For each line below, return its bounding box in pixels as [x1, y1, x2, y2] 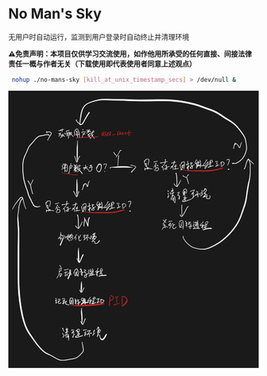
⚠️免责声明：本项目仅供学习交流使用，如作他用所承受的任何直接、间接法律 [8, 48, 253, 58]
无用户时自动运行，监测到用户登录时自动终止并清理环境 [8, 32, 189, 41]
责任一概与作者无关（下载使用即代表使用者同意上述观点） [8, 59, 196, 68]
